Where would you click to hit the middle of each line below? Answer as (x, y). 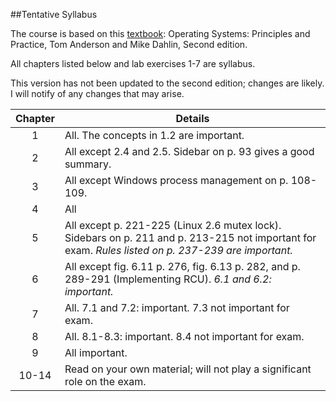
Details (192, 118)
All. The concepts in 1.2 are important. (154, 135)
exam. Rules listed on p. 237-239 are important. (178, 250)
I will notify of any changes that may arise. (97, 93)
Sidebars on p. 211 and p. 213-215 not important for (190, 237)
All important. (96, 352)
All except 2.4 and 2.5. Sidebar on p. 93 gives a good (189, 151)
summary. (88, 164)
